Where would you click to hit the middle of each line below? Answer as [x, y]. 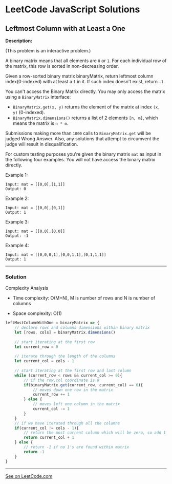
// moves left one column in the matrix [76, 404]
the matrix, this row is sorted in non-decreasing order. [62, 66]
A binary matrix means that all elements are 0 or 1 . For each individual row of [86, 61]
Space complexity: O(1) [37, 313]
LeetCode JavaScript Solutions [73, 10]
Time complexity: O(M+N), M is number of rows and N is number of [84, 298]
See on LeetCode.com [29, 476]
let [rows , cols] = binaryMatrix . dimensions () [65, 332]
